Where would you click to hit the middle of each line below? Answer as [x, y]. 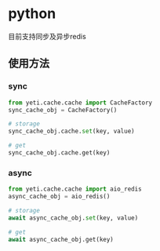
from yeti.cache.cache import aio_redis [75, 189]
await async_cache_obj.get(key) [61, 239]
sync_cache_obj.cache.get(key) [59, 153]
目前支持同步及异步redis [47, 36]
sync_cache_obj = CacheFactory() [63, 110]
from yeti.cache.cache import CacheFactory [80, 103]
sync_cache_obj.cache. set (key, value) [71, 131]
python [32, 14]
